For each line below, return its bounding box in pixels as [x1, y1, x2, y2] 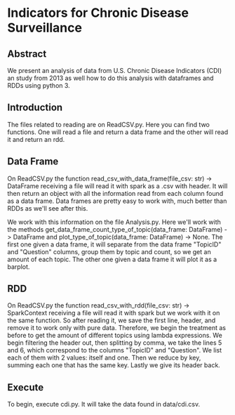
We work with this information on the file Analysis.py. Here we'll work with [7, 218, 221, 226]
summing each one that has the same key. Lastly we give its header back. [7, 361, 221, 369]
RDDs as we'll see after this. [7, 204, 88, 212]
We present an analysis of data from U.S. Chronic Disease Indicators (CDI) [7, 67, 222, 74]
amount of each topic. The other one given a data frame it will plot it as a [7, 255, 217, 263]
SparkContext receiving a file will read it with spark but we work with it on [7, 309, 220, 317]
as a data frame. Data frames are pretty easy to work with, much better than [7, 197, 227, 205]
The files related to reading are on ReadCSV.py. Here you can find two [7, 120, 210, 129]
